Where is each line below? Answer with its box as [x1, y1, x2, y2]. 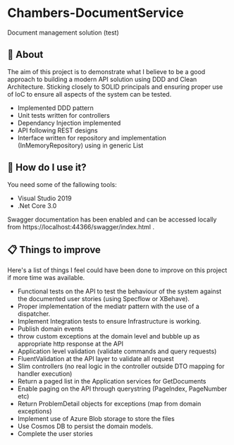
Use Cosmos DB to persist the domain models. [17, 422, 154, 431]
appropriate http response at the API [17, 340, 123, 348]
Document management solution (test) [7, 28, 120, 37]
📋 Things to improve [7, 243, 101, 255]
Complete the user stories [17, 429, 93, 438]
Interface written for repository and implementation [17, 133, 167, 142]
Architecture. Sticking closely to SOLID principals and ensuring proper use [7, 83, 223, 91]
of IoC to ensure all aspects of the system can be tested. [7, 90, 172, 98]
